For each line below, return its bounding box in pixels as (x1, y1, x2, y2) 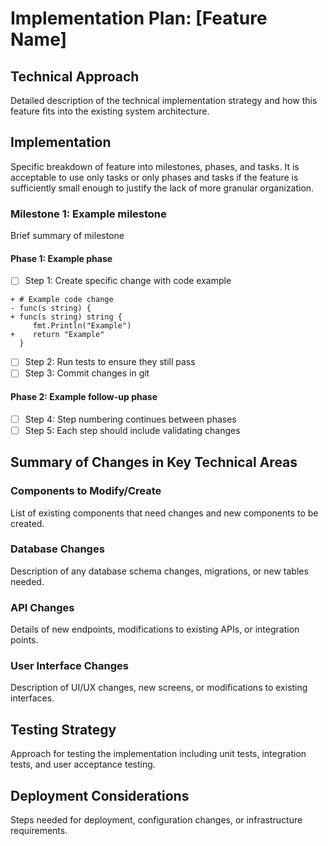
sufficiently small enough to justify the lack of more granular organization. (10, 182, 315, 194)
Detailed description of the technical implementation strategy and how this (10, 95, 318, 106)
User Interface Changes (10, 659, 129, 673)
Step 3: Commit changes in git (24, 367, 150, 379)
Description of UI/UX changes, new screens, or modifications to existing (10, 682, 308, 694)
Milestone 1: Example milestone (10, 207, 167, 221)
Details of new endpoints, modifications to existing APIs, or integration (10, 623, 300, 636)
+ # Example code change (10, 295, 114, 305)
